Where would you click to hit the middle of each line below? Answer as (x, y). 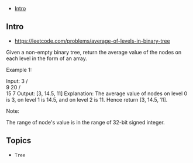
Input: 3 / (17, 81)
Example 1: (19, 70)
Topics (19, 141)
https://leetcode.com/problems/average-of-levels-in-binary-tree (92, 41)
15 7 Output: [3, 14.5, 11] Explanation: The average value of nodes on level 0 (97, 93)
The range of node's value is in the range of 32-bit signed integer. (85, 122)
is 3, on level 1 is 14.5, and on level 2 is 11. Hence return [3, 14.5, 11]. (87, 99)
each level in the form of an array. (47, 58)
